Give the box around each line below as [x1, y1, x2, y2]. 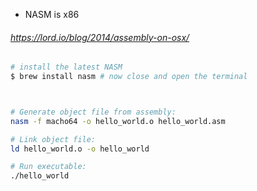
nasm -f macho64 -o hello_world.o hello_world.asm [10, 116, 226, 126]
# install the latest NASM [10, 62, 123, 73]
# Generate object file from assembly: [10, 107, 177, 117]
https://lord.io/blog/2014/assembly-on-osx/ [10, 31, 190, 43]
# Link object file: [10, 134, 97, 144]
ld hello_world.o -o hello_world [10, 144, 150, 154]
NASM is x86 [24, 9, 80, 20]
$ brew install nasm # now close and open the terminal [10, 72, 248, 82]
